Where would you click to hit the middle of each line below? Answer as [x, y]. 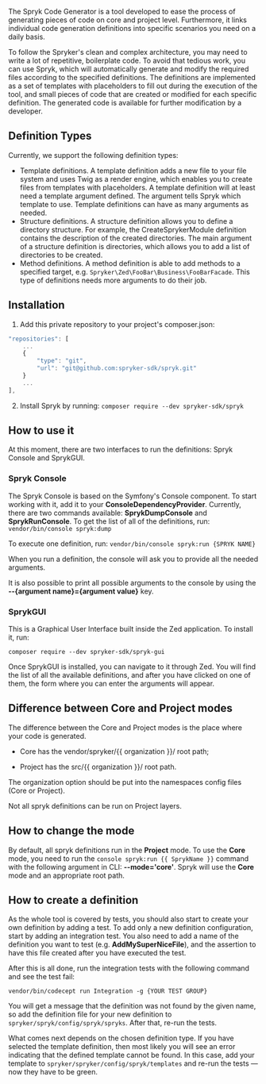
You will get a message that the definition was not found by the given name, [132, 1006]
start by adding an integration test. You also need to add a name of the [124, 936]
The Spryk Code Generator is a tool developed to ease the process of [122, 12]
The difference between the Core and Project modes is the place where [125, 727]
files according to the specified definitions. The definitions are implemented [132, 77]
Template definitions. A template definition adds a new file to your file [133, 171]
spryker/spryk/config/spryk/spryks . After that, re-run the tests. [112, 1023]
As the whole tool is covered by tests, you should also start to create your [128, 919]
